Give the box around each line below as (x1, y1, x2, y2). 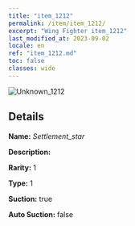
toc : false (8, 57, 45, 65)
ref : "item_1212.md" (8, 49, 78, 57)
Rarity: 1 (8, 162, 36, 172)
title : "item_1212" (8, 11, 74, 20)
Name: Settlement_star (8, 131, 85, 141)
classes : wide (8, 65, 56, 73)
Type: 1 (8, 178, 34, 188)
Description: (8, 147, 51, 157)
